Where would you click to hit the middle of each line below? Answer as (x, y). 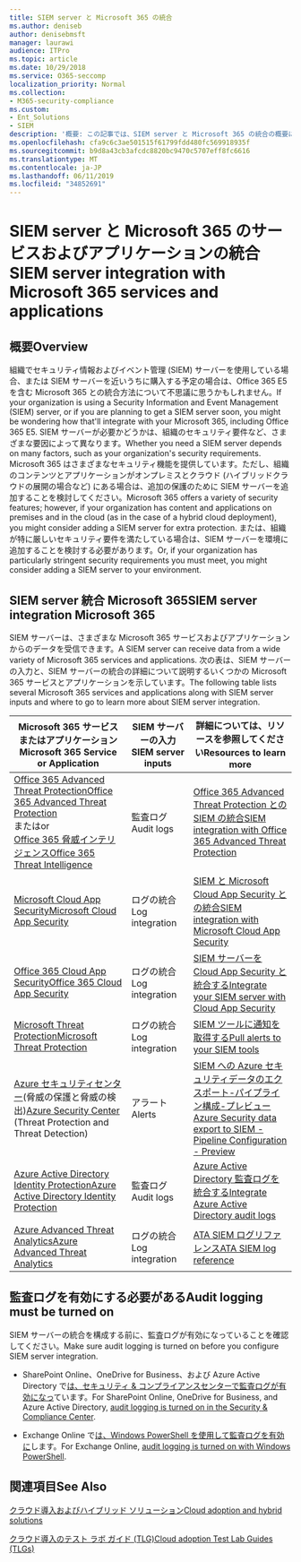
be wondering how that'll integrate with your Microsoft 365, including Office (149, 421)
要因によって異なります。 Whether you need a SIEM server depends (157, 444)
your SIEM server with (240, 997)
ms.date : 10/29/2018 (48, 68)
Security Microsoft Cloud (65, 910)
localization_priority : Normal (68, 84)
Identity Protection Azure (65, 1185)
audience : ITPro (39, 51)
